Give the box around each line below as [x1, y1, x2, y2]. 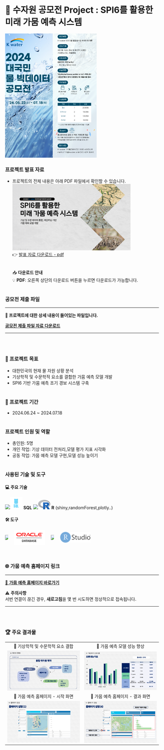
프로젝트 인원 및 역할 [5, 428, 50, 435]
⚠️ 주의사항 [5, 590, 27, 596]
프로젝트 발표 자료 [5, 166, 45, 173]
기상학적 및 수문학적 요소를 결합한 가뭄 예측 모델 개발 [12, 374, 113, 380]
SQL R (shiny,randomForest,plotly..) [23, 505, 113, 511]
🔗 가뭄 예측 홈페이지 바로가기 [5, 579, 60, 585]
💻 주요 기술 [5, 484, 28, 490]
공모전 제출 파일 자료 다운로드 [5, 323, 61, 329]
